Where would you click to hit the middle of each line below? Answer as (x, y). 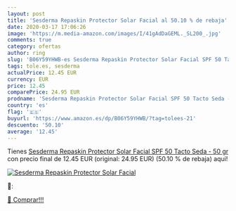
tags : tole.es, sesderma (44, 66)
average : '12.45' (33, 132)
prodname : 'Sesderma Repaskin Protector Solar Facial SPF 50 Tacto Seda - (119, 99)
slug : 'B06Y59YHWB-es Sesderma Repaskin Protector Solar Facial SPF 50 (114, 60)
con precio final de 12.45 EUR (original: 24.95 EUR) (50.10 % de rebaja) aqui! (118, 159)
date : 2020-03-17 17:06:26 (47, 27)
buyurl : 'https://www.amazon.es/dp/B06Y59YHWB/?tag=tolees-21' (102, 118)
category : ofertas (34, 46)
